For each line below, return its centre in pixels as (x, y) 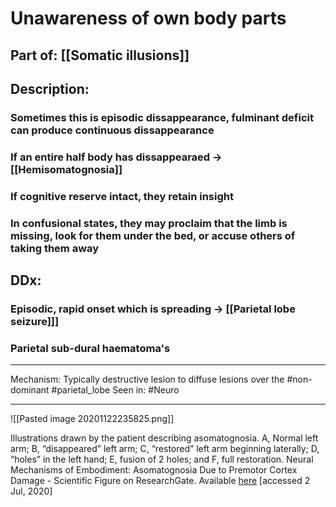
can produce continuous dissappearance (112, 130)
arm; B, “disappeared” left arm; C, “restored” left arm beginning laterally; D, (165, 449)
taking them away (55, 248)
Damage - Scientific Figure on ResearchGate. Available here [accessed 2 (160, 481)
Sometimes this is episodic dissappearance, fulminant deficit (162, 117)
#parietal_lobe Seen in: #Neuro (115, 390)
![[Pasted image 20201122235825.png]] (92, 419)
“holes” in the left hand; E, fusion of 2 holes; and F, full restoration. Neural (162, 459)
